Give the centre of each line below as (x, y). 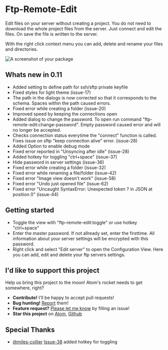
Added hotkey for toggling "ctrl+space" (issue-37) (65, 157)
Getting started (30, 210)
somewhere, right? (25, 288)
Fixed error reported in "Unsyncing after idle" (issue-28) (71, 151)
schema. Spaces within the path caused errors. (62, 103)
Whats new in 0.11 (34, 75)
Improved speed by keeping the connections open (65, 114)
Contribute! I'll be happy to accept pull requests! (63, 298)
